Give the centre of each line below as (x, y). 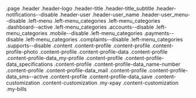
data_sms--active (27, 76)
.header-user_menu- (165, 15)
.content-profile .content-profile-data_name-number (117, 64)
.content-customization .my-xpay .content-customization (110, 83)
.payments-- (159, 33)
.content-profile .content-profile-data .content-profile (103, 52)
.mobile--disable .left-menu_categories (96, 33)
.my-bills (16, 89)
